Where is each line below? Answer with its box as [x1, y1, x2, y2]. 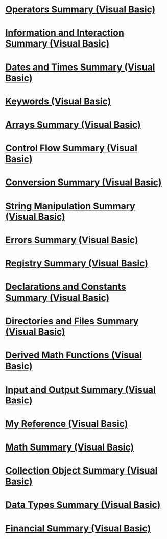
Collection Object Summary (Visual [5, 465, 158, 477]
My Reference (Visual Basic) [5, 418, 128, 430]
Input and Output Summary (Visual [5, 384, 156, 395]
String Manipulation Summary [5, 200, 135, 212]
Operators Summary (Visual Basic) [5, 4, 156, 15]
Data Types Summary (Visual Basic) [5, 499, 161, 511]
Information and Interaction [5, 27, 124, 39]
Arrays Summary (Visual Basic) [5, 119, 141, 130]
